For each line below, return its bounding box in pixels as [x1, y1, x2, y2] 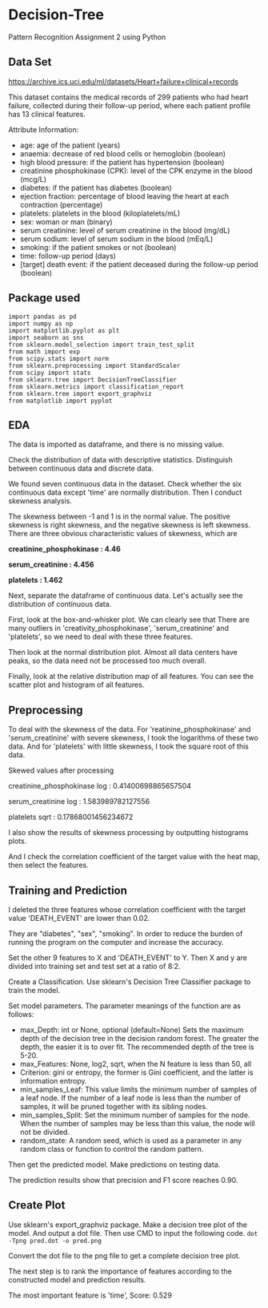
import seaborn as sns [8, 333, 84, 341]
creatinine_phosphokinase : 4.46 [8, 544, 122, 554]
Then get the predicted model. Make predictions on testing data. [8, 1160, 221, 1169]
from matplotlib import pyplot [8, 397, 113, 405]
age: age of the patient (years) [19, 140, 121, 150]
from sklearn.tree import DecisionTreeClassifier [8, 375, 178, 384]
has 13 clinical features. [8, 109, 86, 119]
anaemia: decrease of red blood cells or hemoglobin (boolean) [19, 148, 226, 158]
